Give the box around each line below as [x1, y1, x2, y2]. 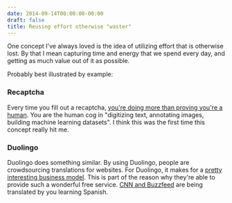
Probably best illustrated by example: [7, 70, 113, 78]
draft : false [7, 17, 45, 24]
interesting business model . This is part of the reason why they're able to [7, 173, 216, 181]
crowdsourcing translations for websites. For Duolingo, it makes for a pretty [7, 166, 223, 174]
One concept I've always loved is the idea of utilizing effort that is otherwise [7, 42, 224, 51]
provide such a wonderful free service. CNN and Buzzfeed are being [7, 180, 203, 188]
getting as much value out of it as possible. [7, 57, 130, 65]
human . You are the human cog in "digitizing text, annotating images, [7, 110, 204, 118]
